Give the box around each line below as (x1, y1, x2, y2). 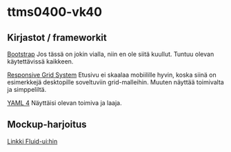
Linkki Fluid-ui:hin (7, 137, 58, 145)
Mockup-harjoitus (7, 119, 88, 131)
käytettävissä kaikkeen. (7, 57, 74, 66)
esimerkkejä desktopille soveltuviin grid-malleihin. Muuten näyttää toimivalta (7, 78, 224, 86)
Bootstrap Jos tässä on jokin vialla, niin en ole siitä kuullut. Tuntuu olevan (7, 50, 214, 58)
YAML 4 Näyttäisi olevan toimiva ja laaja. (7, 99, 122, 107)
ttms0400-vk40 (7, 4, 102, 20)
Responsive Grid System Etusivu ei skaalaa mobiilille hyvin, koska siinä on (7, 70, 217, 79)
